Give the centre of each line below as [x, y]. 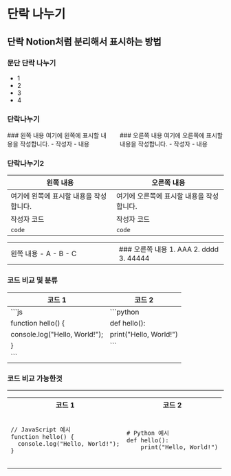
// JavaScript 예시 [41, 430]
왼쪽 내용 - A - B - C [44, 253]
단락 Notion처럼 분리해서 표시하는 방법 [84, 42]
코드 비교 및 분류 [32, 280]
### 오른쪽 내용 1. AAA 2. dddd [169, 249]
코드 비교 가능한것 [35, 378]
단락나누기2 [26, 163]
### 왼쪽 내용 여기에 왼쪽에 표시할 [53, 135]
